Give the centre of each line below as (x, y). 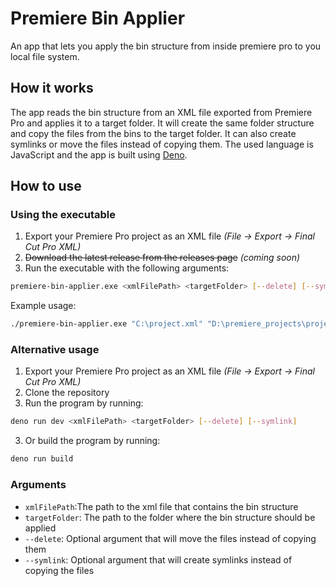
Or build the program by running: (92, 441)
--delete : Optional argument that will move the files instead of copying (170, 538)
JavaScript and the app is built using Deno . (99, 154)
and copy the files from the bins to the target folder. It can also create (153, 133)
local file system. (45, 56)
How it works (52, 88)
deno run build (42, 459)
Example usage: (43, 306)
